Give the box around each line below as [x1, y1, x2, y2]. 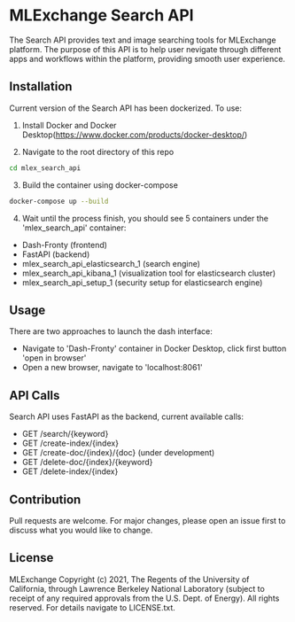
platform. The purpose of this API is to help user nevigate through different [9, 43, 282, 54]
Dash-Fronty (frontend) [21, 239, 108, 250]
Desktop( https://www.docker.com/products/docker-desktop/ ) [21, 129, 248, 140]
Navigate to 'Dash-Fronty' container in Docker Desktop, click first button [21, 343, 287, 354]
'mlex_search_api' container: [21, 222, 127, 233]
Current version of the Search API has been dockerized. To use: [9, 103, 242, 113]
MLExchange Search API [9, 5, 194, 26]
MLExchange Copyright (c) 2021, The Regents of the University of [9, 573, 250, 585]
